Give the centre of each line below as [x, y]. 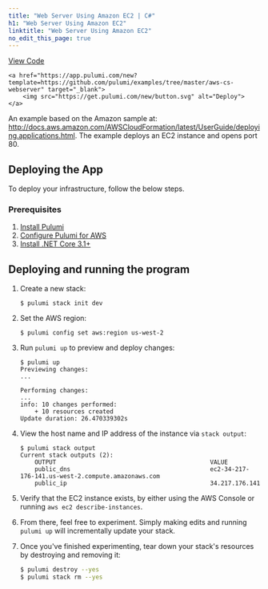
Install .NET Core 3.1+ [55, 244]
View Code [26, 61]
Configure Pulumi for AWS [63, 236]
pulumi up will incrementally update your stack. [98, 531]
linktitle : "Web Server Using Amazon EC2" [80, 30]
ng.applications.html [42, 136]
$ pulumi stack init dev [61, 303]
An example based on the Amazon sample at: [83, 119]
